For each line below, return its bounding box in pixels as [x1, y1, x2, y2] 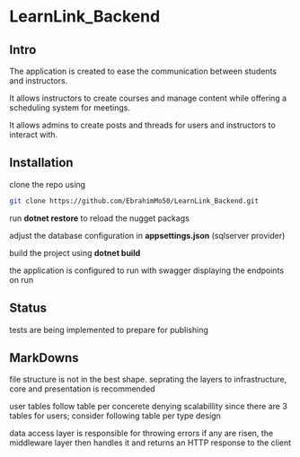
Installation [9, 155, 74, 171]
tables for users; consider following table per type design [9, 410, 222, 421]
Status [9, 301, 48, 316]
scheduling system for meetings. [9, 102, 130, 113]
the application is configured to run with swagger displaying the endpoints [9, 265, 285, 276]
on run [9, 274, 34, 285]
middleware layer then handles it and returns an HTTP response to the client [9, 437, 292, 448]
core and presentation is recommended [9, 383, 155, 394]
